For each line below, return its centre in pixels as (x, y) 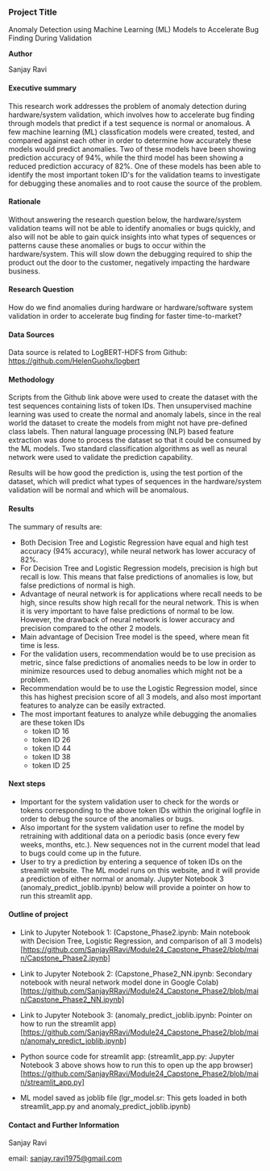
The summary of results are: (55, 526)
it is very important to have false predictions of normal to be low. (127, 611)
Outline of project (38, 914)
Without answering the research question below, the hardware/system (125, 220)
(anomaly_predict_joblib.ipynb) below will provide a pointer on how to (135, 887)
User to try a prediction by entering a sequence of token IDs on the (131, 861)
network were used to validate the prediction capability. (101, 458)
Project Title (33, 12)
